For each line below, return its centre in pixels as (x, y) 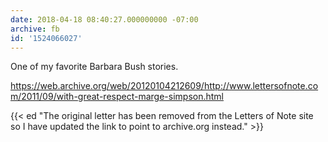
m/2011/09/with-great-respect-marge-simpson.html (117, 97)
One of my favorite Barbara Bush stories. (94, 67)
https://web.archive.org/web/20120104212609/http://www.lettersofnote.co (164, 86)
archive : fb (35, 29)
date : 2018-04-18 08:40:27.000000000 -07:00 (104, 19)
